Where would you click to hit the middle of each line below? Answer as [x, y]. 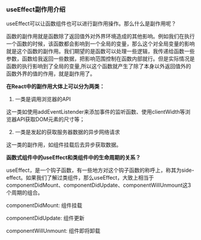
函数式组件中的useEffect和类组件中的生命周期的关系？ [74, 157]
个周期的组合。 [25, 193]
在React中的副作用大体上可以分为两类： [55, 86]
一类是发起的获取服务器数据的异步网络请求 [67, 132]
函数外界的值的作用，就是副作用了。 [51, 74]
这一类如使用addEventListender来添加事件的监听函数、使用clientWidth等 [96, 112]
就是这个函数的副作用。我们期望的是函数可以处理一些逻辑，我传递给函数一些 [100, 51]
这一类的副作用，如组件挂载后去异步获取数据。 [64, 145]
